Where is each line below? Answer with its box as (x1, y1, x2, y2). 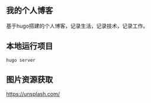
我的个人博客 (6, 5, 53, 16)
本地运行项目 (6, 41, 53, 51)
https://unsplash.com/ (6, 91, 60, 98)
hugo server (6, 57, 36, 63)
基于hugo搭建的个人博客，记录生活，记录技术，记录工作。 (6, 22, 149, 29)
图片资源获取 (6, 75, 53, 85)
